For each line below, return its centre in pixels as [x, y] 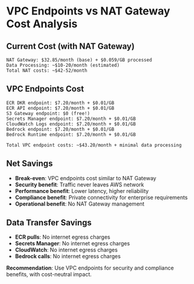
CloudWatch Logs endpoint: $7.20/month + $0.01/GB [71, 124]
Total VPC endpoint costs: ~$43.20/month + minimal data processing [94, 145]
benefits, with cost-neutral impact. [49, 274]
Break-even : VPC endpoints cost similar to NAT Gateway [86, 178]
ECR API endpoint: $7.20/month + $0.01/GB [60, 108]
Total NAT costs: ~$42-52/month [47, 71]
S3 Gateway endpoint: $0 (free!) [48, 113]
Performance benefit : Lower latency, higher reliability [82, 191]
